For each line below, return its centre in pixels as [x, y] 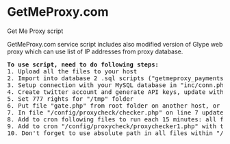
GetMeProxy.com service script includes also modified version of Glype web [115, 44]
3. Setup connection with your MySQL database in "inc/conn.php [117, 85]
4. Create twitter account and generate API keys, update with [115, 92]
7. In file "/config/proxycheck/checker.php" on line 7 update [115, 112]
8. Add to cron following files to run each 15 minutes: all [112, 119]
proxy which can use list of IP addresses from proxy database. [95, 51]
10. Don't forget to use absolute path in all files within [110, 133]
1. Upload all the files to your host [72, 71]
